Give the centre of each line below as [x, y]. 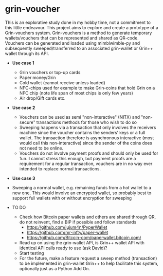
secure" [27, 122]
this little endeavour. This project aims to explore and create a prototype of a [82, 27]
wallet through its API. [27, 53]
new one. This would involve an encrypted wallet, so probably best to [82, 193]
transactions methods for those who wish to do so [87, 122]
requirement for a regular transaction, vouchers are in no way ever [86, 164]
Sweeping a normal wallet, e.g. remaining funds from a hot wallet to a [82, 187]
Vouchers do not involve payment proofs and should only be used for [89, 153]
